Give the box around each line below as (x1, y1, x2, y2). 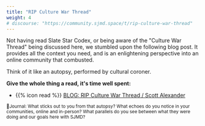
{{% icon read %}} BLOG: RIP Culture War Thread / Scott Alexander (15, 92, 185, 99)
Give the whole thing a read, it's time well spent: (6, 80, 132, 87)
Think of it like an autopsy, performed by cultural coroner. (6, 68, 152, 75)
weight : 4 (6, 15, 32, 21)
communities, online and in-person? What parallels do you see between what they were (6, 109, 191, 115)
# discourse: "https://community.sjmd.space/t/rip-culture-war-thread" (6, 20, 193, 26)
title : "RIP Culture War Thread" (6, 9, 92, 15)
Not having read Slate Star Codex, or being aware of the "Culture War (6, 37, 182, 44)
